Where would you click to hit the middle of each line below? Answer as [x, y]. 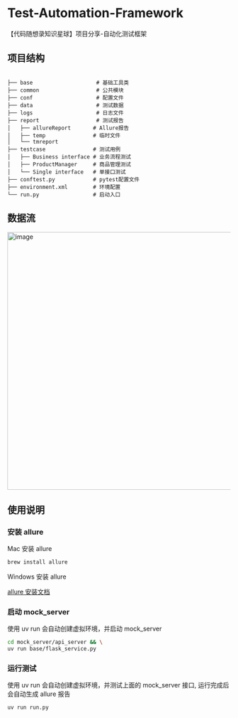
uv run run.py [28, 708]
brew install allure [38, 562]
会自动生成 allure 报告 [39, 694]
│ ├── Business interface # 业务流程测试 [69, 157]
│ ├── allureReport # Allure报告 [68, 128]
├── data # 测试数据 [66, 105]
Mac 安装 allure [30, 549]
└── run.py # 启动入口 [64, 194]
